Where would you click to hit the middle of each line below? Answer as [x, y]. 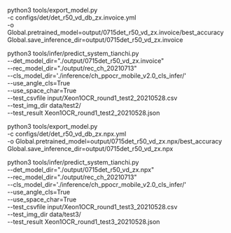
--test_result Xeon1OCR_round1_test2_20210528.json [84, 113]
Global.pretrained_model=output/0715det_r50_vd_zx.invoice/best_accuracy [115, 32]
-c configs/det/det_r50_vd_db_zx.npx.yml [67, 134]
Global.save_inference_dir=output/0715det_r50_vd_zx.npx [90, 149]
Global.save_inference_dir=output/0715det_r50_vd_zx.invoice [95, 40]
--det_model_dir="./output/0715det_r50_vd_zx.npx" [81, 170]
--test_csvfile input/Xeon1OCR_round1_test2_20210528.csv [92, 98]
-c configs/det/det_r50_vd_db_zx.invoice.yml [72, 17]
